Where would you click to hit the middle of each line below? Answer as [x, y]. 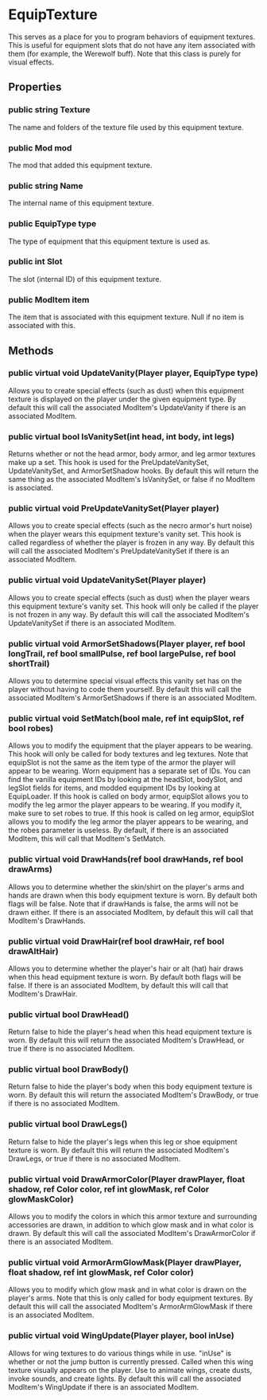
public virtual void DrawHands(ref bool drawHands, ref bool [126, 859]
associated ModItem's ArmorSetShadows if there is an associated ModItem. [133, 698]
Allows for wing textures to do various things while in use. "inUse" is [120, 1353]
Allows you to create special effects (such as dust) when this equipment [126, 390]
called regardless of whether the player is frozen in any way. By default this [132, 542]
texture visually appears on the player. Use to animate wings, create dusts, [130, 1370]
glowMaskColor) [41, 1199]
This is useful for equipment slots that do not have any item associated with [132, 45]
